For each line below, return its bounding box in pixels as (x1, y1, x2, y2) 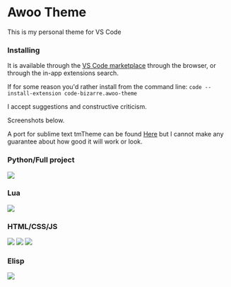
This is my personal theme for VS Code (7, 28, 122, 36)
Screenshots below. (7, 116, 65, 124)
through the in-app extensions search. (7, 69, 119, 78)
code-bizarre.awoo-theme (64, 90, 138, 98)
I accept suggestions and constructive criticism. (7, 102, 147, 111)
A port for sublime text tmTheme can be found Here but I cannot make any (7, 130, 224, 139)
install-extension (7, 90, 61, 98)
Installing (7, 45, 40, 55)
